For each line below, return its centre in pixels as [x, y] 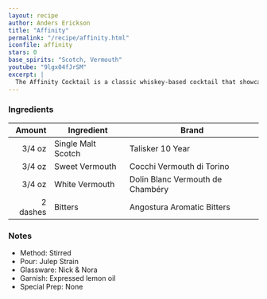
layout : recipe [33, 15]
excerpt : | [26, 75]
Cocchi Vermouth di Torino [179, 166]
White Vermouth [85, 184]
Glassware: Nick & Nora [58, 270]
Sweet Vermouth [85, 166]
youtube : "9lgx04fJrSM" [48, 67]
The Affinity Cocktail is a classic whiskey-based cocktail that [126, 82]
